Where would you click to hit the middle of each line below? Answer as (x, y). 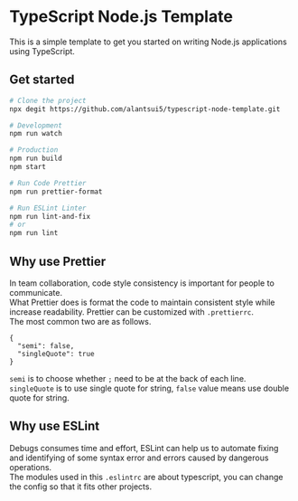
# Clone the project (48, 100)
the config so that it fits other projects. (80, 487)
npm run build (36, 159)
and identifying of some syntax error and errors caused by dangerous (139, 458)
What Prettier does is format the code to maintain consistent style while (142, 302)
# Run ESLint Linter (48, 208)
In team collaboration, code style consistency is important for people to (142, 283)
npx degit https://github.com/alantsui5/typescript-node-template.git (145, 109)
